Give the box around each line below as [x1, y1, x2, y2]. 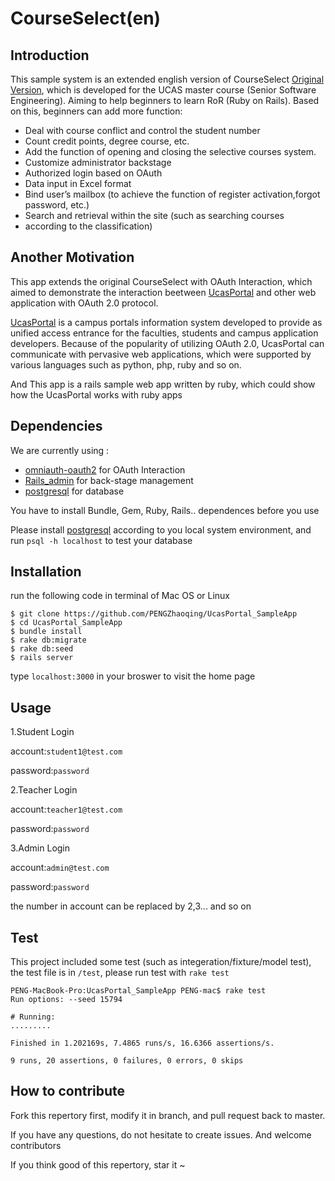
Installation [10, 563, 82, 581]
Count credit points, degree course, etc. [24, 135, 190, 147]
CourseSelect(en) [10, 7, 162, 30]
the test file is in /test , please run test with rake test [10, 967, 230, 979]
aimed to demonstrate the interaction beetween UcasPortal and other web [10, 286, 317, 298]
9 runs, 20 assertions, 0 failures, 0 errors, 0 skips [10, 1056, 244, 1066]
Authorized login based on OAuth [24, 167, 163, 179]
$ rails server [10, 653, 74, 663]
